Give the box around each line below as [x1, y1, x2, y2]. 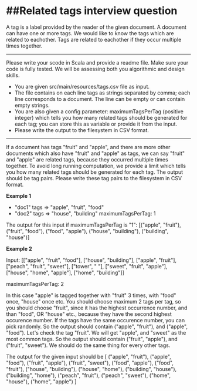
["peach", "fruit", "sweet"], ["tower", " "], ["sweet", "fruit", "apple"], [6, 262, 168, 269]
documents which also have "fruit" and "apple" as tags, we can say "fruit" [6, 150, 185, 157]
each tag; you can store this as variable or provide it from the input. [14, 120, 178, 127]
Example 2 [6, 245, 32, 252]
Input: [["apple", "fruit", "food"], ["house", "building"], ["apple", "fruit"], [6, 257, 177, 264]
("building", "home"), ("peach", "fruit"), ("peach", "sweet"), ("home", [6, 372, 171, 379]
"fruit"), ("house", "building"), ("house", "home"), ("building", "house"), [6, 365, 177, 372]
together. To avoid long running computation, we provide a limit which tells [6, 162, 186, 169]
